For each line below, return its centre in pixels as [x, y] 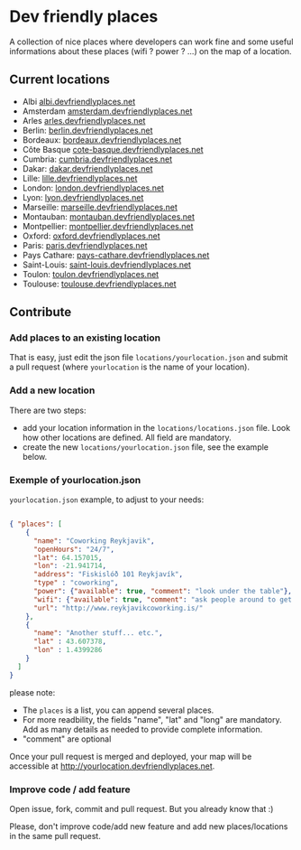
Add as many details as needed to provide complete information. [142, 729]
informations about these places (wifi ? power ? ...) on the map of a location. [150, 51]
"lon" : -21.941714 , [69, 566]
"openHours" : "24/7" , [74, 549]
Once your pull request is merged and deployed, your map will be [131, 756]
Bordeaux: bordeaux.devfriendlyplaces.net [102, 140]
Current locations [60, 80]
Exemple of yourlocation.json [75, 480]
